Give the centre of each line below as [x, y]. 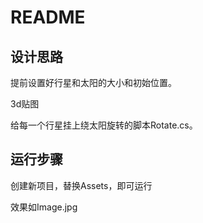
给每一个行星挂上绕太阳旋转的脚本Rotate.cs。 [104, 125]
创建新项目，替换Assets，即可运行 [81, 185]
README [48, 17]
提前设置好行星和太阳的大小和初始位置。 [93, 82]
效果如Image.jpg [44, 207]
